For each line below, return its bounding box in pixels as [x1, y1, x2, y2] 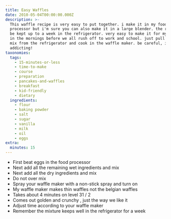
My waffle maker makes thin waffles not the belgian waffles [12, 186, 138, 192]
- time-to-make [14, 64, 47, 69]
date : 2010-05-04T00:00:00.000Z [5, 12, 74, 17]
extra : [5, 140, 19, 145]
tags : [10, 55, 22, 60]
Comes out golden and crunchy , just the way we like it [12, 197, 128, 203]
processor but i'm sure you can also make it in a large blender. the [10, 27, 163, 32]
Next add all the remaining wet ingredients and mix [12, 164, 120, 171]
